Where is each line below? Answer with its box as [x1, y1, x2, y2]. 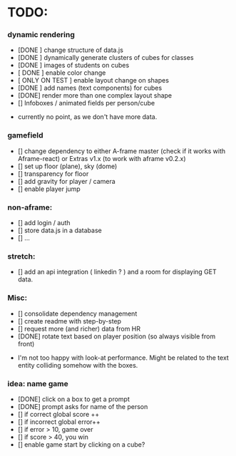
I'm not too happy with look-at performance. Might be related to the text [17, 353, 230, 362]
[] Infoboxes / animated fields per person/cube [17, 99, 155, 108]
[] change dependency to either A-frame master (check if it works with [17, 147, 226, 155]
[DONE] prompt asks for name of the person [17, 402, 148, 410]
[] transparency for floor [17, 169, 89, 178]
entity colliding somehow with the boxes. [17, 361, 138, 369]
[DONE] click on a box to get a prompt [17, 395, 130, 403]
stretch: [7, 252, 36, 261]
